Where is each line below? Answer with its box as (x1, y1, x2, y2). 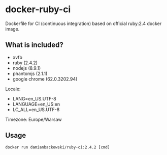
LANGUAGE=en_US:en (12, 101, 60, 107)
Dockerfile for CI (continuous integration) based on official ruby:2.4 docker (5, 20, 162, 27)
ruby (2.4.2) (12, 60, 38, 66)
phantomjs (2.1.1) (12, 70, 48, 76)
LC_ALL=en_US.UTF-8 (12, 106, 60, 113)
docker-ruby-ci (5, 4, 71, 15)
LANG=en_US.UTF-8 (12, 95, 57, 101)
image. (5, 25, 20, 32)
